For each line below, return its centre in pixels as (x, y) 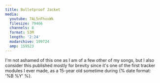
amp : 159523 (22, 46)
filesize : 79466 (26, 23)
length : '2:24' (25, 37)
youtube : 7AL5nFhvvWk (32, 19)
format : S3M (22, 32)
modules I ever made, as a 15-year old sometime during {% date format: (78, 70)
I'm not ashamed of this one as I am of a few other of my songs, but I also (80, 60)
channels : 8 (22, 28)
